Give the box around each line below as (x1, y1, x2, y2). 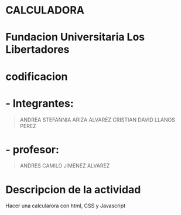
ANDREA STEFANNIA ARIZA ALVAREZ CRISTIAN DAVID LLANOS (19, 116, 175, 123)
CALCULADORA (5, 4, 84, 17)
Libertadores (5, 43, 70, 56)
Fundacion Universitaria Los (5, 31, 145, 44)
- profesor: (5, 143, 60, 156)
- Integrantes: (5, 96, 74, 110)
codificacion (5, 70, 68, 83)
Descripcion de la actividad (5, 183, 141, 196)
